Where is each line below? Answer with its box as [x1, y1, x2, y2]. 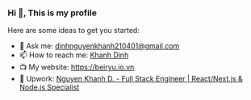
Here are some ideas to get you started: [7, 26, 140, 35]
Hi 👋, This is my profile [7, 7, 98, 19]
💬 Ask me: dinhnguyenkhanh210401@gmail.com [19, 41, 180, 51]
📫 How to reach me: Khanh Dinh [19, 50, 129, 60]
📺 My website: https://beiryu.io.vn [19, 62, 135, 72]
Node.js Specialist [19, 82, 80, 92]
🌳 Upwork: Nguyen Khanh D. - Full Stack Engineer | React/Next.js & [19, 74, 243, 84]
